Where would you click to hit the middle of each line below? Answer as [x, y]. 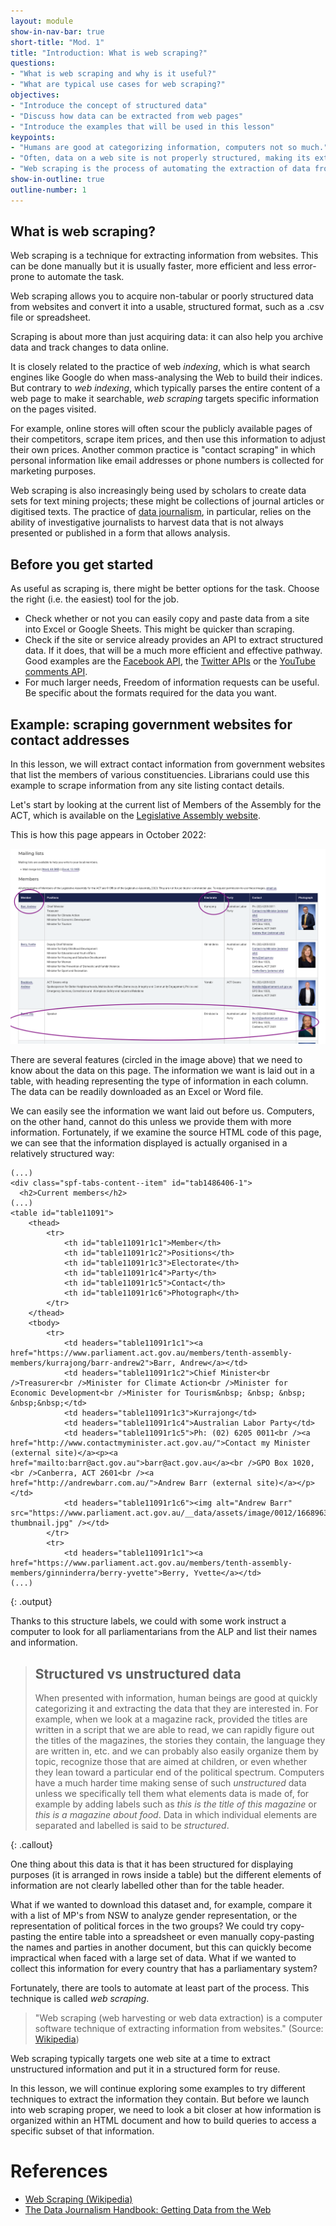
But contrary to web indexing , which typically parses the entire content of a [165, 388]
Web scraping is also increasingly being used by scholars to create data [158, 491]
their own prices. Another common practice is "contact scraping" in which [163, 450]
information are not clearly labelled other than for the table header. [147, 1886]
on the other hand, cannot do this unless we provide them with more [151, 1122]
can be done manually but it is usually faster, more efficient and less [150, 266]
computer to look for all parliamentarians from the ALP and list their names [164, 1632]
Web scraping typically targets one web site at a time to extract [140, 2059]
